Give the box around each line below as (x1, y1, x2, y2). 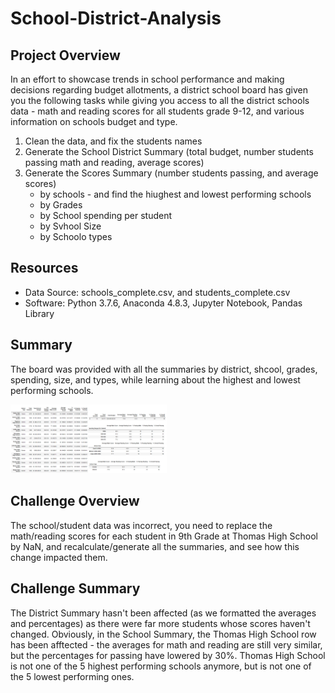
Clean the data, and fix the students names (24, 135, 203, 147)
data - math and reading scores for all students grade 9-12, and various (10, 105, 305, 117)
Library (24, 307, 55, 319)
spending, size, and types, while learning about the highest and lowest (10, 373, 301, 386)
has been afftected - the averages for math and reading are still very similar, (10, 638, 323, 651)
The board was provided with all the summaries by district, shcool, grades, (10, 363, 318, 375)
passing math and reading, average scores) (24, 157, 205, 168)
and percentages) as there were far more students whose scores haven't (10, 617, 311, 629)
